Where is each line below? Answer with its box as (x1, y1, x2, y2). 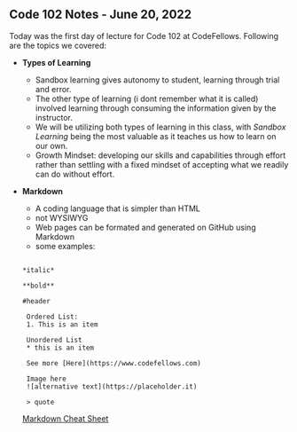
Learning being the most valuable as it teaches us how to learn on (35, 130, 277, 141)
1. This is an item (26, 319, 98, 329)
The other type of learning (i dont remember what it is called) (35, 93, 259, 104)
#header (21, 296, 51, 305)
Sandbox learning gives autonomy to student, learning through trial (35, 75, 280, 85)
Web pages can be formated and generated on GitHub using (35, 222, 256, 232)
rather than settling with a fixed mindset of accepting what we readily (35, 159, 289, 169)
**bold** (21, 281, 55, 290)
